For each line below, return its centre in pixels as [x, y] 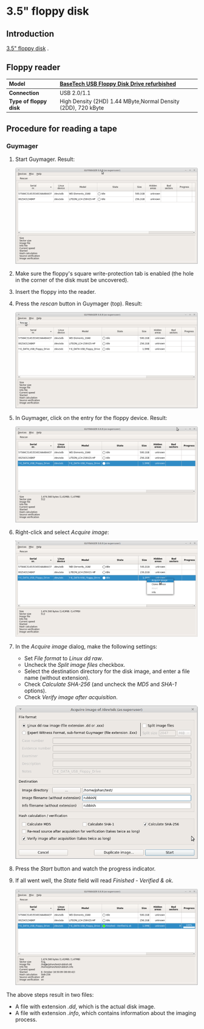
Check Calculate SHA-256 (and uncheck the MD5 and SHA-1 [100, 684]
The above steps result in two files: [50, 995]
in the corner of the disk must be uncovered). [72, 280]
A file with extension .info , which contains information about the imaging [105, 1013]
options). [35, 691]
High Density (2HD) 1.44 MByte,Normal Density [120, 101]
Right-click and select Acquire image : [62, 532]
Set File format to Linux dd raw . [63, 658]
